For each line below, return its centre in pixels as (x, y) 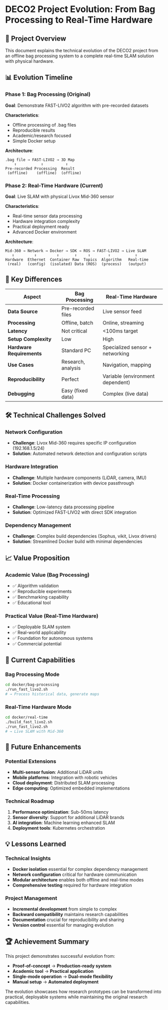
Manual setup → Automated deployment (55, 982)
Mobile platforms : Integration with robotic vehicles (65, 777)
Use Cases (21, 365)
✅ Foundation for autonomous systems (53, 638)
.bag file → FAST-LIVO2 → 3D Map (40, 160)
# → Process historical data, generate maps (52, 694)
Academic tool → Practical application (53, 971)
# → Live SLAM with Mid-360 (34, 731)
